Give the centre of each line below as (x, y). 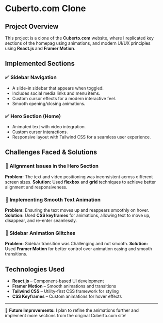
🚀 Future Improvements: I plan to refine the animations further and (72, 310)
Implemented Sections (40, 64)
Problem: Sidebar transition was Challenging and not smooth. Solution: (76, 244)
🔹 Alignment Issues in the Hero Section (52, 166)
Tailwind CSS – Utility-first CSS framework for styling (65, 291)
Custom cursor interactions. (40, 132)
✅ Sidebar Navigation (31, 77)
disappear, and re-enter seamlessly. (41, 220)
